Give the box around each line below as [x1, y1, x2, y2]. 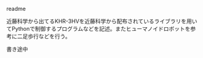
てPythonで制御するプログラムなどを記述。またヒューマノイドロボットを [6, 25, 191, 32]
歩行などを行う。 [27, 33, 71, 40]
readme [6, 5, 26, 12]
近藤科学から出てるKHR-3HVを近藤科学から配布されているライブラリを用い [6, 18, 197, 25]
